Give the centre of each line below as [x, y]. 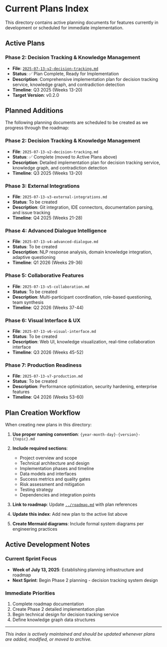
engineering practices [35, 529]
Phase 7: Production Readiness [43, 365]
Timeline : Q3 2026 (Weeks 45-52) [48, 352]
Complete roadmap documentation [48, 604]
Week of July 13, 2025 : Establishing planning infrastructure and [78, 569]
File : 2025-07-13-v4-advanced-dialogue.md [55, 242]
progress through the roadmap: [37, 128]
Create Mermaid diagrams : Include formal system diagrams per [78, 524]
